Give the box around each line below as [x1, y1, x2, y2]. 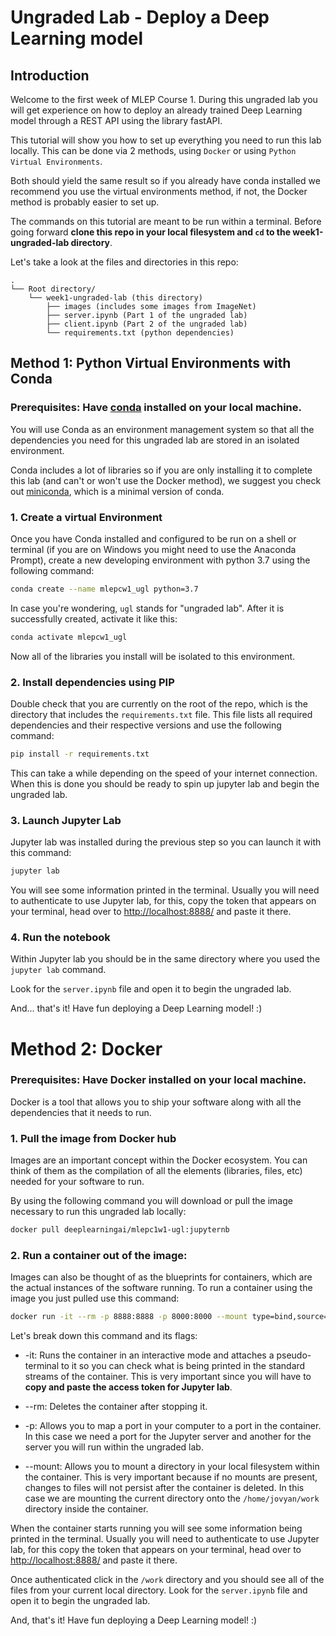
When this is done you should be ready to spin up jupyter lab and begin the [10, 777, 320, 790]
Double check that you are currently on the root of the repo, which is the [10, 698, 309, 710]
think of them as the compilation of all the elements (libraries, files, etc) [10, 1165, 303, 1177]
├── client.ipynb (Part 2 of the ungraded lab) [46, 319, 248, 329]
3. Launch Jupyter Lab [10, 813, 122, 827]
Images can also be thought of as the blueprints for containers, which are [10, 1271, 313, 1283]
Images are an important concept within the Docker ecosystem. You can [10, 1154, 308, 1166]
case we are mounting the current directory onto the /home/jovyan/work [24, 1492, 320, 1505]
